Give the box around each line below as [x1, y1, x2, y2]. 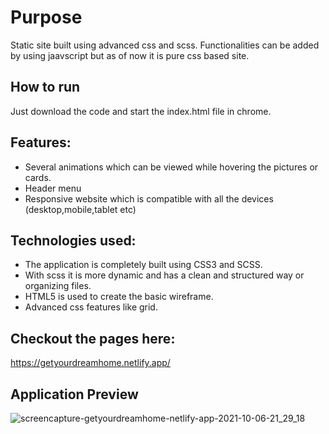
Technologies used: [10, 232, 137, 249]
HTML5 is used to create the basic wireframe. [24, 291, 214, 303]
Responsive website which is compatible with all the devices [24, 192, 274, 205]
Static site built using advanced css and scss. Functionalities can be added [10, 39, 320, 51]
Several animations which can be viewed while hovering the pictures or [24, 161, 319, 173]
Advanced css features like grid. [24, 301, 158, 313]
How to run [10, 79, 81, 96]
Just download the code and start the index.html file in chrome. [10, 105, 272, 117]
